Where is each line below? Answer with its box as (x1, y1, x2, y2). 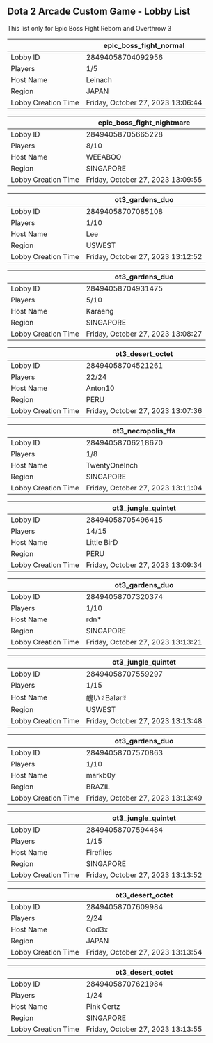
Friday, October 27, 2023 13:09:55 (86, 174, 203, 184)
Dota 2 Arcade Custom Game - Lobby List (7, 6, 191, 17)
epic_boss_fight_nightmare (97, 118, 191, 128)
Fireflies (86, 847, 113, 857)
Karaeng (86, 306, 114, 316)
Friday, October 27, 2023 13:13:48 (86, 716, 203, 725)
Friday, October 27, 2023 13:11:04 (86, 483, 203, 493)
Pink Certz (86, 1001, 120, 1011)
